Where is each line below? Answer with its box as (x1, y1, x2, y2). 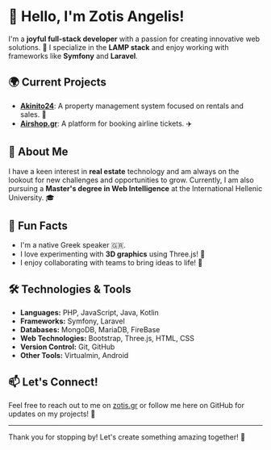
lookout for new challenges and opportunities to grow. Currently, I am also (8, 175, 254, 185)
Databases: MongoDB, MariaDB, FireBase (19, 325, 161, 335)
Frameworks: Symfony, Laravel (19, 316, 125, 326)
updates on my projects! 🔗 (8, 409, 96, 419)
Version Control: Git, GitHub (19, 342, 115, 352)
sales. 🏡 (19, 109, 47, 119)
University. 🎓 (8, 193, 55, 202)
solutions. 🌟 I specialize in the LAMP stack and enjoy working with (8, 42, 229, 52)
